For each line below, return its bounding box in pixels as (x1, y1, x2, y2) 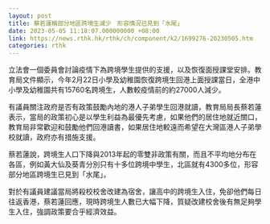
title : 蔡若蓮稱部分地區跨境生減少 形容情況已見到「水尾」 (8, 19, 183, 27)
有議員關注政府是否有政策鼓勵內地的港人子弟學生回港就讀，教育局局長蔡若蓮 (8, 102, 262, 112)
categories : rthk (8, 42, 67, 50)
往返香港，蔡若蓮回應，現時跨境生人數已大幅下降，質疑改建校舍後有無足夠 (8, 197, 255, 206)
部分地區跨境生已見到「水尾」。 (8, 170, 111, 180)
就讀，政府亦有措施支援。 (14, 132, 100, 142)
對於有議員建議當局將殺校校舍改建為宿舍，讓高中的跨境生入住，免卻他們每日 (8, 187, 262, 197)
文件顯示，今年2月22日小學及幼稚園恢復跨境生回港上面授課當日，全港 (22, 75, 254, 85)
